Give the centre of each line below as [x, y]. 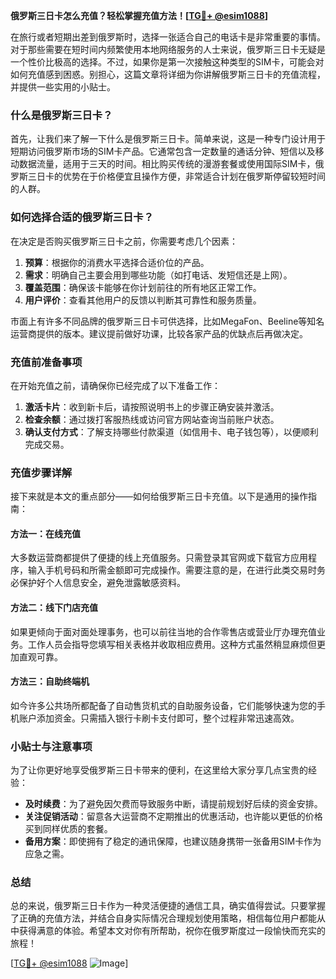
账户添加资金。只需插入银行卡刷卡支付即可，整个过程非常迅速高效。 [159, 718]
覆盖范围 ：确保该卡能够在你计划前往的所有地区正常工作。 [143, 287]
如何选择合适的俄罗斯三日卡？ [82, 217]
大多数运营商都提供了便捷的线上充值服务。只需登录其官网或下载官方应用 [159, 558]
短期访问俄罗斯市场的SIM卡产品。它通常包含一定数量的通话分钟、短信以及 [163, 151]
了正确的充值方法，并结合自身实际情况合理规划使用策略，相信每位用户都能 [163, 918]
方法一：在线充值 [45, 533]
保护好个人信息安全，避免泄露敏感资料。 [102, 583]
